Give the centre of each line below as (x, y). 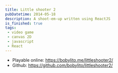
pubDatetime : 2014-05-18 (30, 14)
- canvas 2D (19, 37)
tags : (11, 28)
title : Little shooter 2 (30, 10)
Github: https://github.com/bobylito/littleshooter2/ (62, 65)
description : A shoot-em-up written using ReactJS (58, 19)
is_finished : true (24, 23)
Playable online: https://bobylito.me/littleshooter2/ (63, 60)
